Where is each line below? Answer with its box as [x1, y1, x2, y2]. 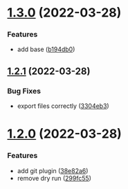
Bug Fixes [7, 86, 42, 96]
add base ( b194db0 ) [17, 45, 75, 53]
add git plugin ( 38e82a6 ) [17, 166, 89, 174]
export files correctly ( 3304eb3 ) [17, 102, 109, 110]
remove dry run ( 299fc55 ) [17, 174, 92, 182]
